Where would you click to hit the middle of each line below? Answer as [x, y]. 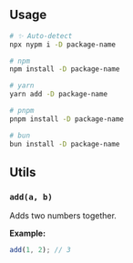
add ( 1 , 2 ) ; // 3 [40, 250]
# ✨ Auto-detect [41, 35]
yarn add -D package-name [58, 95]
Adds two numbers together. [63, 216]
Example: [28, 233]
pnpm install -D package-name [67, 119]
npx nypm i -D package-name [63, 45]
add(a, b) [31, 197]
